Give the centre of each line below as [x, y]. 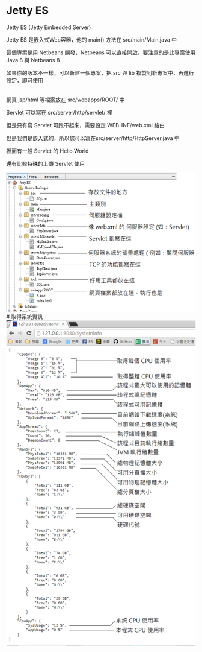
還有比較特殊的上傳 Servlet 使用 [46, 163]
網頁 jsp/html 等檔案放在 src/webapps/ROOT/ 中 [66, 100]
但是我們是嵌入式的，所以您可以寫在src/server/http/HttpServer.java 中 [93, 138]
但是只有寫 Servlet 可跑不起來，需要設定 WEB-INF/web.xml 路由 [86, 125]
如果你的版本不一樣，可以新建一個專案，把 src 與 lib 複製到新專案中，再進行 [100, 72]
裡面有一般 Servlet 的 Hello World [47, 151]
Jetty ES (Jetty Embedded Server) [49, 27]
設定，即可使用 [25, 80]
